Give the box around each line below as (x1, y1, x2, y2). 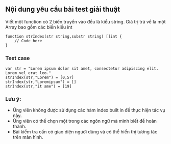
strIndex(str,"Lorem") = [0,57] (5, 75, 74, 80)
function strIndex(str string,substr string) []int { (5, 34, 123, 39)
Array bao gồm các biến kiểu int (5, 24, 72, 30)
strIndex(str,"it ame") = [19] (5, 84, 72, 89)
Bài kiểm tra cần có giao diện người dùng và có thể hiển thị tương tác (12, 129, 158, 135)
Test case (5, 54, 30, 62)
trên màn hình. (12, 134, 43, 140)
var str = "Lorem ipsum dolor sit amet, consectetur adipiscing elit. (5, 66, 159, 71)
